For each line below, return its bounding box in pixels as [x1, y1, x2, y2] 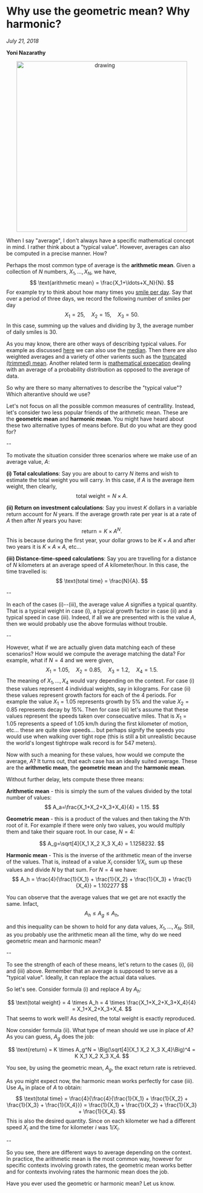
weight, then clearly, [6, 483, 58, 490]
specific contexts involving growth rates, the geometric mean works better [6, 1161, 193, 1169]
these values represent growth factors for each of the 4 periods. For [6, 691, 177, 699]
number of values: [6, 794, 52, 801]
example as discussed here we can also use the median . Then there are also [6, 346, 198, 353]
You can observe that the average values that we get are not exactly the [6, 894, 186, 901]
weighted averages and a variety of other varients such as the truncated [6, 353, 187, 360]
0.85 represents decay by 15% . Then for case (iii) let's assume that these [6, 705, 189, 713]
